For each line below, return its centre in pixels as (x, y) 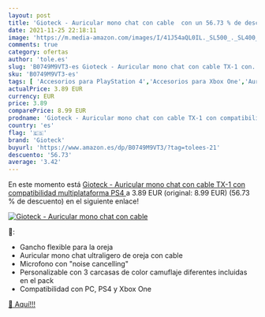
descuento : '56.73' (40, 155)
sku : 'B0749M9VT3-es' (44, 74)
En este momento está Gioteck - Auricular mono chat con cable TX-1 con (127, 185)
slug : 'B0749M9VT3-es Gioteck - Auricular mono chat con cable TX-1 (123, 67)
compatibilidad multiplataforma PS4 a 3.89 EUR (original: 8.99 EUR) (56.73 (129, 193)
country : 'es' (32, 125)
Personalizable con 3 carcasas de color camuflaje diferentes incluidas (133, 272)
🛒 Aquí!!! (22, 304)
